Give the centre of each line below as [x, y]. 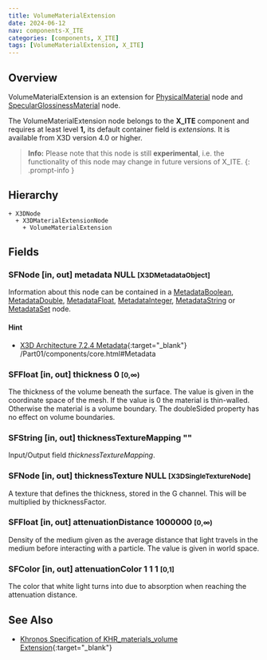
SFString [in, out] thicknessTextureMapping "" [100, 437]
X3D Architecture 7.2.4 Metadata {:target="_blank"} [103, 345]
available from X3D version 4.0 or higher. [75, 137]
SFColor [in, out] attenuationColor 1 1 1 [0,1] [91, 569]
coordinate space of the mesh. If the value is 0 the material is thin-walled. [129, 400]
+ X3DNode [25, 213]
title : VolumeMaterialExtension [62, 16]
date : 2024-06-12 [37, 23]
